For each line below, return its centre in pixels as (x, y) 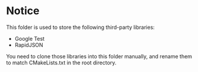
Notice (23, 11)
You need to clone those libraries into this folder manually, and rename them (99, 56)
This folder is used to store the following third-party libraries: (81, 27)
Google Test (30, 38)
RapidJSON (29, 45)
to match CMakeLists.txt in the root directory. (61, 63)
